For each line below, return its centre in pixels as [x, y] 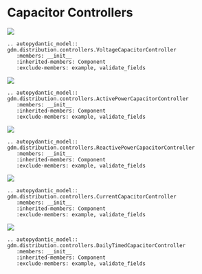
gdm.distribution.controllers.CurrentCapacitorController [92, 196]
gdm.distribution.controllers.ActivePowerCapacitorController [98, 99]
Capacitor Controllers [70, 13]
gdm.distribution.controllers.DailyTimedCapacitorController [97, 245]
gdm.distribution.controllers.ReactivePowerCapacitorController [101, 148]
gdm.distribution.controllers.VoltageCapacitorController [92, 49]
